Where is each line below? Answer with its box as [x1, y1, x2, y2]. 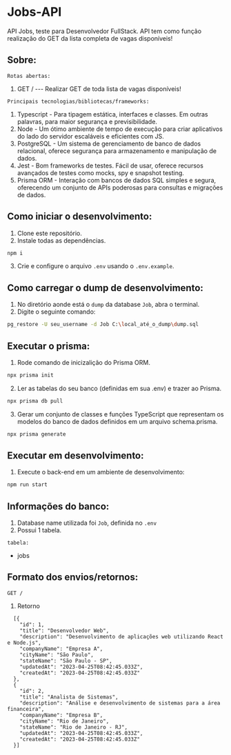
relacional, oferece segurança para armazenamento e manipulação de [17, 146, 217, 155]
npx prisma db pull [7, 397, 63, 404]
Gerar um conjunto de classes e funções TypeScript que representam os [17, 410, 224, 418]
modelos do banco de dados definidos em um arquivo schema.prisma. [17, 417, 218, 425]
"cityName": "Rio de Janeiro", [19, 718, 110, 725]
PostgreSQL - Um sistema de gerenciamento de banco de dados [17, 139, 201, 148]
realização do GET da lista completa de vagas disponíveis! [7, 34, 173, 42]
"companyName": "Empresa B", [19, 712, 103, 718]
